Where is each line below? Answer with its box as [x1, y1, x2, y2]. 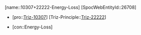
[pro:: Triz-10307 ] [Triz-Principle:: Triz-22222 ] [12, 14, 106, 20]
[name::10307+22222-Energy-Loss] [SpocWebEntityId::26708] [5, 5, 137, 10]
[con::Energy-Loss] [12, 24, 53, 30]
